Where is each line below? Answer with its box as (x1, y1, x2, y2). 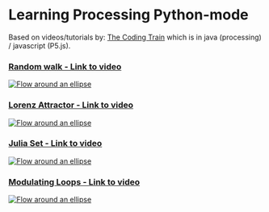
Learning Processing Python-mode (8, 6, 249, 24)
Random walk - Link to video (8, 60, 122, 72)
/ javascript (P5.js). (8, 40, 71, 50)
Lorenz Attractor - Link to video (8, 99, 134, 110)
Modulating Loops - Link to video (8, 176, 141, 187)
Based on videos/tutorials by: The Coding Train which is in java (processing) (8, 32, 263, 42)
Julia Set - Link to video (8, 138, 103, 149)
